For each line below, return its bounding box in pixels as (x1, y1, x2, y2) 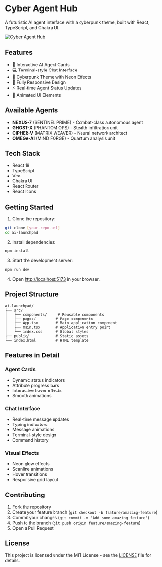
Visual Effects (5, 450, 39, 457)
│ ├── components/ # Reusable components (5, 312, 105, 317)
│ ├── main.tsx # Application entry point (5, 325, 111, 330)
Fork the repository (12, 504, 52, 510)
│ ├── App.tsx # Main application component (5, 320, 118, 325)
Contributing (5, 491, 45, 499)
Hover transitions (12, 471, 48, 477)
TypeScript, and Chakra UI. (5, 24, 60, 30)
